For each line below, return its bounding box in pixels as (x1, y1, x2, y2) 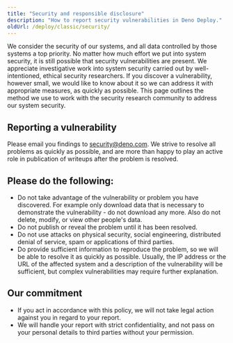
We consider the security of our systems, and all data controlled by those (7, 42, 218, 51)
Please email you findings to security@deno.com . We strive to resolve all (7, 140, 216, 148)
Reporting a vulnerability (7, 121, 117, 133)
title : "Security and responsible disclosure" (7, 10, 145, 17)
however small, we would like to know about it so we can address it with (7, 79, 214, 88)
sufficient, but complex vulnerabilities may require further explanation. (17, 267, 219, 276)
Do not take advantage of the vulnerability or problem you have (17, 193, 199, 202)
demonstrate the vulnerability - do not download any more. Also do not (17, 208, 221, 216)
